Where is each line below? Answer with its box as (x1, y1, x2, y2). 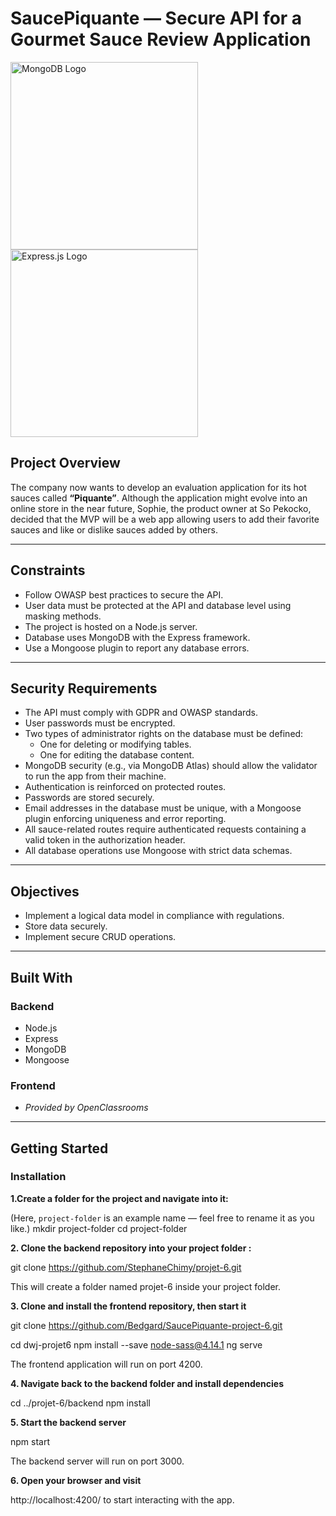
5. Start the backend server (10, 1416, 127, 1428)
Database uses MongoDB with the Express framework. (24, 631, 251, 643)
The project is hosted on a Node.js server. (24, 620, 198, 632)
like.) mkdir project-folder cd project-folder (10, 1222, 188, 1234)
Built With (10, 969, 73, 986)
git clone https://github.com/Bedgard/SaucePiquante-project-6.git (10, 1319, 283, 1331)
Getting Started (10, 1140, 109, 1157)
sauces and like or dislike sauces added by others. (10, 523, 219, 536)
